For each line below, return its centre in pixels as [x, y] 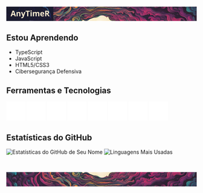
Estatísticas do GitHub [49, 137]
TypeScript [29, 52]
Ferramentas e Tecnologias [59, 90]
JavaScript [28, 59]
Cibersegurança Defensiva [48, 71]
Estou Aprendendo [42, 38]
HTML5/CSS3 [32, 65]
